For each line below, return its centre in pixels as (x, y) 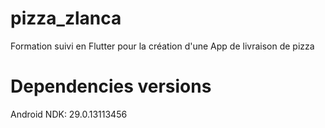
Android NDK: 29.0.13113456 (69, 114)
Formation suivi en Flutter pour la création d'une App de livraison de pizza (162, 46)
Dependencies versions (111, 86)
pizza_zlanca (66, 18)
